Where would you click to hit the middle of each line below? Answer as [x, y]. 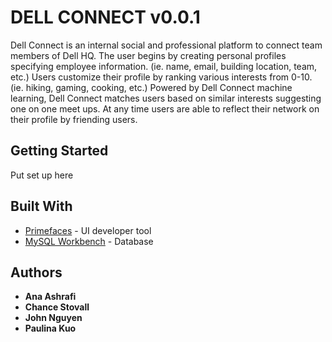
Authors [36, 272]
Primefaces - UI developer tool [88, 230]
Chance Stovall [57, 307]
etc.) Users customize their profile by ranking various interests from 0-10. [161, 77]
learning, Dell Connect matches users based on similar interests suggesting [166, 98]
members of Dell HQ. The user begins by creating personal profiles [148, 55]
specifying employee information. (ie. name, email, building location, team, [164, 66]
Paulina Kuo [50, 328]
